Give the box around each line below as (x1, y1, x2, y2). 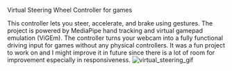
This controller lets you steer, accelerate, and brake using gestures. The (7, 19, 213, 27)
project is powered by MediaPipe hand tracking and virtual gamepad (7, 27, 204, 34)
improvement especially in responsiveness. (7, 56, 131, 64)
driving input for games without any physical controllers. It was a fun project (7, 41, 226, 49)
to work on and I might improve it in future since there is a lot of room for (7, 48, 215, 57)
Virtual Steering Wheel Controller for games (7, 6, 133, 14)
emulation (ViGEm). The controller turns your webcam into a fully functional (7, 34, 224, 42)
